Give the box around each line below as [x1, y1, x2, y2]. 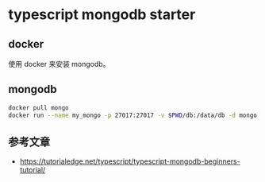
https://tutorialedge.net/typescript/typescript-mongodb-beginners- [19, 157, 240, 166]
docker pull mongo [8, 103, 69, 112]
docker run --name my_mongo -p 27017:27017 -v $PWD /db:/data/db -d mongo [8, 111, 258, 119]
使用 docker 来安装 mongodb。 [8, 60, 110, 68]
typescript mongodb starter [8, 6, 196, 24]
